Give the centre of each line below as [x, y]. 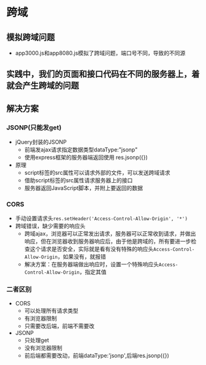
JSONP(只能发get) [34, 128]
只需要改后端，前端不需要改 [59, 326]
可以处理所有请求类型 [51, 310]
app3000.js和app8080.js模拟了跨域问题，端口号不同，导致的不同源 [100, 53]
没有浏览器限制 [43, 348]
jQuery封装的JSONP [41, 142]
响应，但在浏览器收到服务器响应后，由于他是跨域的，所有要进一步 [108, 241]
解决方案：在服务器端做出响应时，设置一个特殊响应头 [92, 264]
